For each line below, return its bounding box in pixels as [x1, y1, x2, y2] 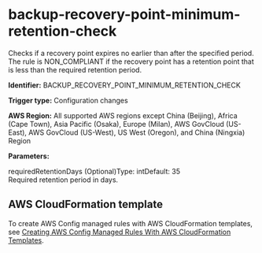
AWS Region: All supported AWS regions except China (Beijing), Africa [8, 110, 238, 120]
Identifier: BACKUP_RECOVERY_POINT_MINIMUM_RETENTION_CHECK [8, 80, 242, 90]
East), [8, 128, 28, 137]
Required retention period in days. [8, 175, 119, 184]
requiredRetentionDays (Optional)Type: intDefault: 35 [8, 166, 181, 176]
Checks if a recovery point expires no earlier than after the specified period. [8, 48, 254, 58]
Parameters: [8, 151, 50, 161]
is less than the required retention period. [8, 65, 142, 74]
